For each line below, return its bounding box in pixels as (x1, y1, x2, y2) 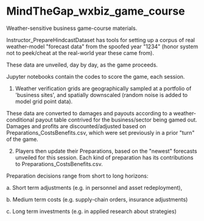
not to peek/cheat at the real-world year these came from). (6, 49, 154, 56)
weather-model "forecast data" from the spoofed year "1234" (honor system (6, 43, 199, 50)
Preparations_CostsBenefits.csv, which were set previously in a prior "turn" (6, 129, 195, 136)
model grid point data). (15, 98, 73, 105)
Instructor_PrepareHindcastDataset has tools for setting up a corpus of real (6, 36, 195, 43)
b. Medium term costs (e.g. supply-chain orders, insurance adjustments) (6, 195, 188, 203)
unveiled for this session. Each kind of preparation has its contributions (15, 154, 194, 161)
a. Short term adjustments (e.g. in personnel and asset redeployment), (6, 184, 183, 191)
